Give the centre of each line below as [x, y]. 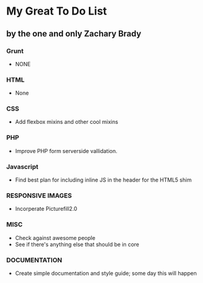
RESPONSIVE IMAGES [39, 196]
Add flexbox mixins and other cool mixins [66, 122]
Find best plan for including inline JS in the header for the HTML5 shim [103, 180]
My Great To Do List [57, 11]
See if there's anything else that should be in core [77, 244]
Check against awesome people [55, 237]
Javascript [22, 166]
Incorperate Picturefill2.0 [46, 209]
